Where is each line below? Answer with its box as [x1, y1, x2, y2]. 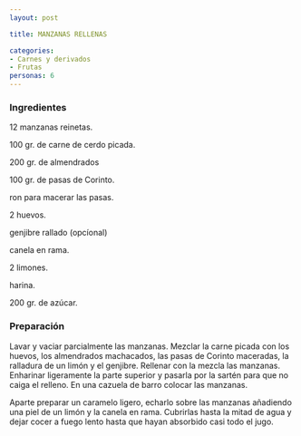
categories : [9, 46, 54, 55]
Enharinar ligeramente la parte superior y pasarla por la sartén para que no [9, 369, 288, 381]
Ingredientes [9, 101, 67, 113]
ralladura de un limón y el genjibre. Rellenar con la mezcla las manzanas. [9, 360, 281, 371]
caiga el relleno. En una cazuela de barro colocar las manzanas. [9, 379, 248, 390]
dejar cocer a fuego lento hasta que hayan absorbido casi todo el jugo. [9, 416, 274, 427]
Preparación [9, 320, 65, 333]
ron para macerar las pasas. [9, 192, 114, 203]
